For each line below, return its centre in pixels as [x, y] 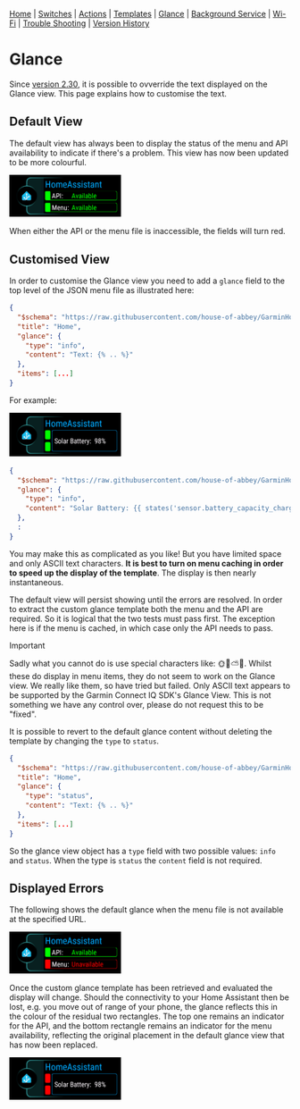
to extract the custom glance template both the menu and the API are [136, 609]
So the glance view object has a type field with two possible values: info [143, 851]
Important [27, 645]
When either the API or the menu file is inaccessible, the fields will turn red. [147, 231]
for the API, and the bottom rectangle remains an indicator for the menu [141, 1025]
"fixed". [23, 714]
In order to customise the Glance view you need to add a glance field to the [147, 281]
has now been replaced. [54, 1045]
